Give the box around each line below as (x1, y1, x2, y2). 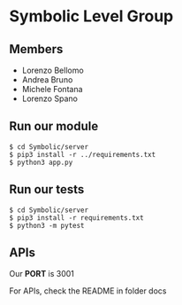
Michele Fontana (21, 84, 83, 94)
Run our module (9, 119, 99, 134)
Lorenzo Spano (21, 93, 78, 104)
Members (9, 42, 64, 57)
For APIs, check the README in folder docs (9, 285, 167, 296)
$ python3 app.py (9, 158, 73, 167)
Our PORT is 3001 (9, 269, 75, 279)
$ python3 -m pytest (9, 221, 86, 230)
